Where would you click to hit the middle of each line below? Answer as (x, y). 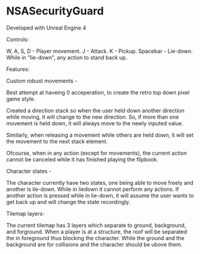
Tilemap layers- (26, 213)
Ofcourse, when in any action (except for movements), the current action (97, 153)
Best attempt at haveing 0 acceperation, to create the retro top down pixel (98, 92)
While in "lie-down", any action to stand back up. (67, 57)
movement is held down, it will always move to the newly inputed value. (95, 123)
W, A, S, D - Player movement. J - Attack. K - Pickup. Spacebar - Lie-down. (100, 51)
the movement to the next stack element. (57, 141)
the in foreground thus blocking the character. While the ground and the (95, 238)
